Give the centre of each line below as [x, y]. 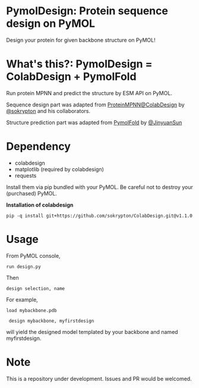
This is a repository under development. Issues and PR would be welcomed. [99, 378]
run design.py [24, 266]
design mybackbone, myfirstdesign [51, 321]
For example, [22, 299]
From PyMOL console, [33, 255]
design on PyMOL [51, 23]
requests [26, 175]
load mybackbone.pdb [32, 310]
